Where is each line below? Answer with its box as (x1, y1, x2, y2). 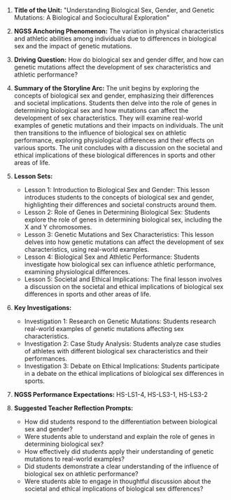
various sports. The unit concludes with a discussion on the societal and (13, 144, 223, 151)
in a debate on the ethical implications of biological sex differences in (24, 370, 225, 377)
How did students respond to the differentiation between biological (24, 417, 218, 426)
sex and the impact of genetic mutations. (13, 42, 132, 50)
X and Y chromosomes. (24, 223, 92, 231)
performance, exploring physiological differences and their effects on (13, 136, 215, 144)
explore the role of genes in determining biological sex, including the (24, 215, 223, 224)
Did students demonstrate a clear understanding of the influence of (24, 462, 219, 471)
